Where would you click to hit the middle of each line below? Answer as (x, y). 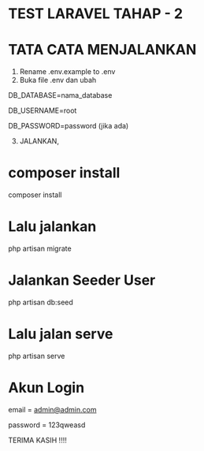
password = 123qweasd (47, 425)
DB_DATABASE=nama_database (60, 95)
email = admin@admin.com (52, 409)
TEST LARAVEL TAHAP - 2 (96, 14)
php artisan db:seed (41, 302)
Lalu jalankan (52, 227)
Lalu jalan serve (61, 334)
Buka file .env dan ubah (58, 80)
